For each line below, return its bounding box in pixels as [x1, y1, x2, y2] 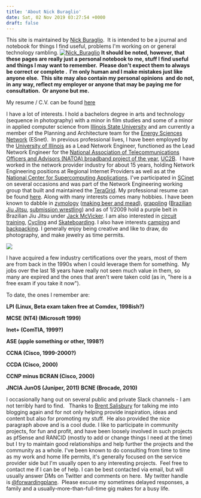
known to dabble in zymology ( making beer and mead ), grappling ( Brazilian [6, 200, 192, 207]
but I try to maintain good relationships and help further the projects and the [6, 440, 193, 448]
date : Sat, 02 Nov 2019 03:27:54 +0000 [6, 14, 106, 20]
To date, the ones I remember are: [6, 291, 90, 298]
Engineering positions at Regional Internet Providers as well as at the [6, 168, 175, 175]
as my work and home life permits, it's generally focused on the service [6, 453, 182, 460]
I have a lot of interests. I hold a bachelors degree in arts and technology [6, 110, 185, 117]
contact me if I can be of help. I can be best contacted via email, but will [6, 466, 184, 473]
